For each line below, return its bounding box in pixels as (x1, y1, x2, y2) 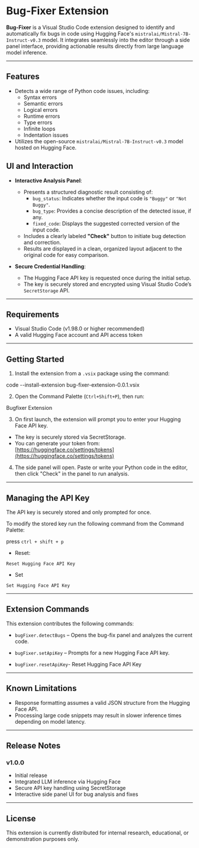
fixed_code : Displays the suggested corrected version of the (32, 220, 180, 227)
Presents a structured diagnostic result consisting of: (23, 188, 153, 195)
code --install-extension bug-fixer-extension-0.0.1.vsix (6, 381, 140, 388)
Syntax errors (23, 94, 57, 101)
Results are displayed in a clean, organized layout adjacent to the (23, 245, 182, 252)
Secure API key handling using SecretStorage (14, 785, 126, 792)
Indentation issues (23, 131, 69, 139)
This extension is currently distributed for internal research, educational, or (6, 829, 189, 836)
